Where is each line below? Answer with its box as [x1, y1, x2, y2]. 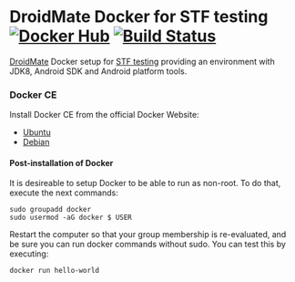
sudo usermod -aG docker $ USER [9, 213, 132, 223]
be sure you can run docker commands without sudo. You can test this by [9, 239, 287, 250]
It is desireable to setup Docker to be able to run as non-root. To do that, [9, 178, 281, 189]
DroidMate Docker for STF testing [9, 6, 269, 27]
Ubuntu [22, 127, 52, 138]
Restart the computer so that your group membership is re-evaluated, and [9, 229, 287, 240]
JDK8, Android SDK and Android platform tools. [9, 66, 188, 77]
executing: [9, 248, 49, 259]
